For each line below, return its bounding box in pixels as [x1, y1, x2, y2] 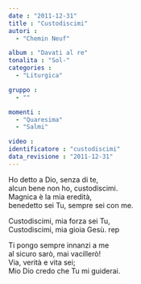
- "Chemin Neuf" [15, 34, 70, 43]
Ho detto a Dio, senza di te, [8, 174, 99, 184]
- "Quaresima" [15, 115, 63, 123]
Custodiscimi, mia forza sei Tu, [8, 215, 110, 226]
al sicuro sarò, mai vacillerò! [8, 248, 102, 258]
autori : [8, 27, 38, 35]
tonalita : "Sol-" [8, 56, 70, 65]
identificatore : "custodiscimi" [8, 145, 121, 153]
